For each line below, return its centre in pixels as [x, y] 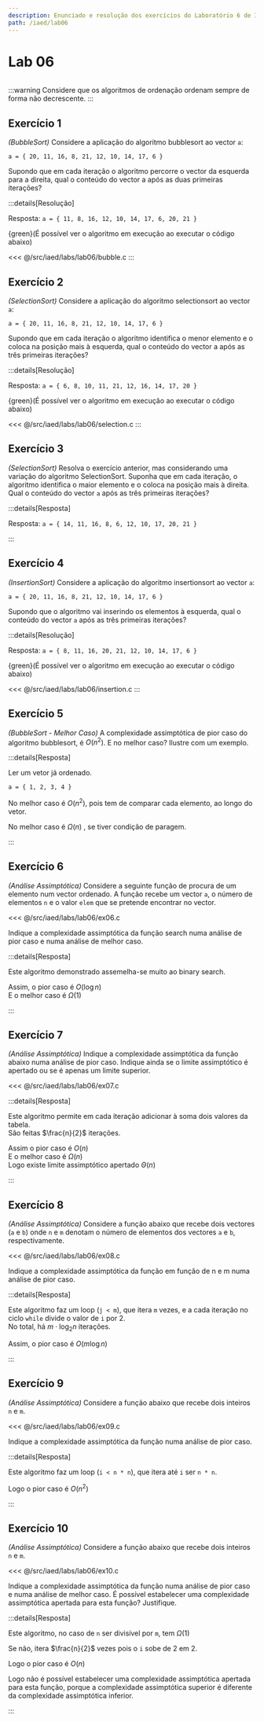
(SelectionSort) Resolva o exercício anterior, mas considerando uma [118, 468]
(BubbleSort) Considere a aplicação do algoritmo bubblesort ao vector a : [126, 142]
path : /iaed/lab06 [38, 23]
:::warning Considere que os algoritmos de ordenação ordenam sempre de [129, 90]
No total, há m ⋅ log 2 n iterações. [60, 1328]
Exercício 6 [36, 867]
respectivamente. [37, 1241]
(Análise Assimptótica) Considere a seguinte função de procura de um [123, 885]
